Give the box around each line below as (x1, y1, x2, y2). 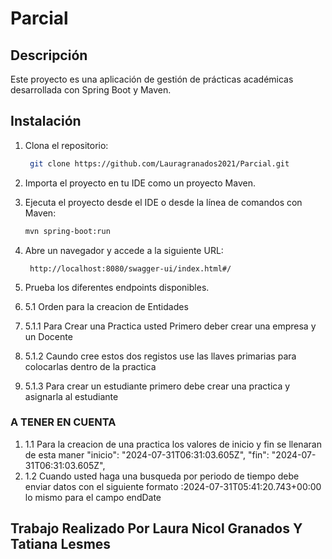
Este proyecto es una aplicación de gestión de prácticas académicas (10, 73, 294, 85)
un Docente (24, 330, 73, 342)
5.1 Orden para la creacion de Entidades (24, 300, 189, 312)
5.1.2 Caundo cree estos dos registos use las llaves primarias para (24, 350, 297, 362)
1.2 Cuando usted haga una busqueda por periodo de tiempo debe (24, 470, 300, 482)
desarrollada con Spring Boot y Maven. (10, 84, 172, 96)
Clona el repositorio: (24, 139, 109, 151)
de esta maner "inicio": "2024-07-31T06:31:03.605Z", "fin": (24, 448, 270, 461)
